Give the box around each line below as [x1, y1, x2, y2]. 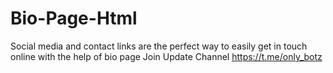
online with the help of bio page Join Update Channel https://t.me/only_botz [10, 50, 323, 62]
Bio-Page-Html [10, 7, 138, 30]
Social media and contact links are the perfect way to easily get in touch [10, 40, 308, 52]
